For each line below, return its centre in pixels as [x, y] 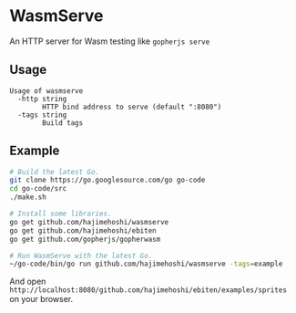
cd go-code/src [38, 189]
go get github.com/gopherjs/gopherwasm [85, 239]
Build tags [63, 123]
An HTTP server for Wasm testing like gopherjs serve [110, 41]
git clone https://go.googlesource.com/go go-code [107, 180]
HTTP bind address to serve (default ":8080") [132, 107]
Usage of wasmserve [46, 91]
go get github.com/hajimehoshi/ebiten [83, 230]
